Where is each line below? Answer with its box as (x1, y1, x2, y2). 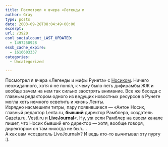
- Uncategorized (10, 59, 44, 64)
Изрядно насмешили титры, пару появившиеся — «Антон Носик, (5, 104, 146, 110)
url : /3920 (5, 31, 28, 36)
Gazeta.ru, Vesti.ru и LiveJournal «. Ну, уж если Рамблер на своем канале (5, 115, 163, 121)
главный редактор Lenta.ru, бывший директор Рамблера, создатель (5, 110, 153, 116)
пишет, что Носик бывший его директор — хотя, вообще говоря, (5, 120, 144, 126)
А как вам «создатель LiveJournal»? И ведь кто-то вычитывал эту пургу (5, 131, 160, 137)
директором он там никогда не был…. (5, 126, 87, 132)
